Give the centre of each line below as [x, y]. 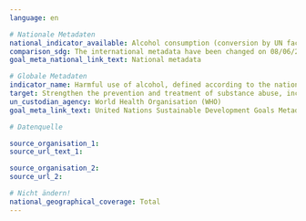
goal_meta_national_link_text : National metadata [106, 60]
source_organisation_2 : [55, 168]
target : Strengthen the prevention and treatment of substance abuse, [146, 93]
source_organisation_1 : [55, 143]
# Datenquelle [36, 127]
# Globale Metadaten [49, 77]
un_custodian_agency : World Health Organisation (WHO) [116, 101]
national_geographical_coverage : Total [85, 202]
